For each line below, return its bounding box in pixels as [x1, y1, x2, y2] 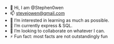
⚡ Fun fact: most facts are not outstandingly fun [9, 34, 108, 39]
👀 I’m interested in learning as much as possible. [9, 17, 110, 23]
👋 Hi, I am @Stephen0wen [9, 5, 64, 10]
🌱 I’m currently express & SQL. [9, 23, 73, 28]
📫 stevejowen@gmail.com [9, 10, 65, 16]
